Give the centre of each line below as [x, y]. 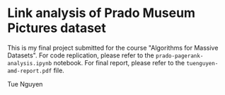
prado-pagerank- [179, 56]
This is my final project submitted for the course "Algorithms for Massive [113, 47]
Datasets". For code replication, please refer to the [81, 55]
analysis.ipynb [30, 63]
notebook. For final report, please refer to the [119, 62]
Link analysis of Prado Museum [102, 13]
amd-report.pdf [30, 71]
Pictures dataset [57, 28]
